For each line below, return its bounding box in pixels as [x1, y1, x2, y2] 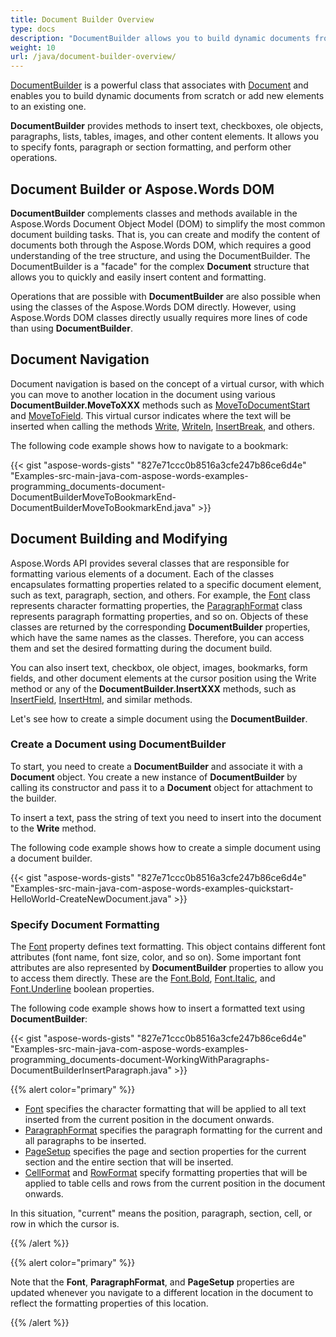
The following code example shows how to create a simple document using [10, 841, 322, 853]
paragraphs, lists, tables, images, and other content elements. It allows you [10, 131, 320, 143]
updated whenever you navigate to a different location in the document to [10, 1287, 314, 1299]
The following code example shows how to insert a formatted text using [10, 1002, 306, 1015]
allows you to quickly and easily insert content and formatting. [10, 271, 267, 283]
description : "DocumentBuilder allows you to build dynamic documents [10, 33, 311, 43]
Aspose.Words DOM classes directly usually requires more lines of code [10, 311, 308, 323]
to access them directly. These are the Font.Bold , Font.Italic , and [10, 972, 276, 985]
